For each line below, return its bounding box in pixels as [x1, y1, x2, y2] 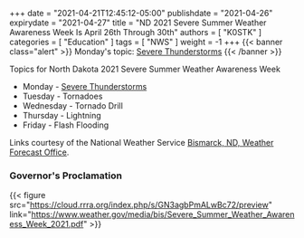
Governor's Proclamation [9, 169, 122, 182]
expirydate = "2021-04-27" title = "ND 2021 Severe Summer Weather [9, 17, 267, 28]
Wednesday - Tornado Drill [22, 100, 124, 111]
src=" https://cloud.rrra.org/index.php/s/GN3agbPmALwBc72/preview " [9, 199, 273, 211]
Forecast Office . [9, 147, 70, 157]
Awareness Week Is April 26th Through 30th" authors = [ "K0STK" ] [9, 27, 262, 37]
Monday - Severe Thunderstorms [22, 81, 147, 91]
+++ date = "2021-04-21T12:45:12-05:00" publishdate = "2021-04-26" [9, 8, 273, 18]
